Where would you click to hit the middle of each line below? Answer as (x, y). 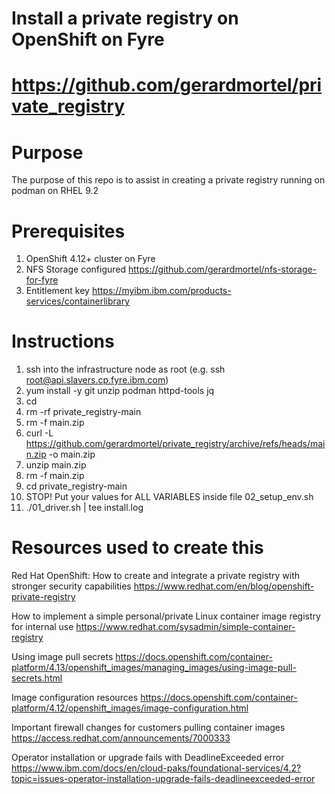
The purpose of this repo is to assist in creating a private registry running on (168, 180)
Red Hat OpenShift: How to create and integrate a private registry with (156, 576)
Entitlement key (57, 291)
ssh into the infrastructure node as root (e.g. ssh (125, 369)
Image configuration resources (75, 698)
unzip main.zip (56, 465)
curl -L (39, 433)
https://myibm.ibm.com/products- (161, 291)
